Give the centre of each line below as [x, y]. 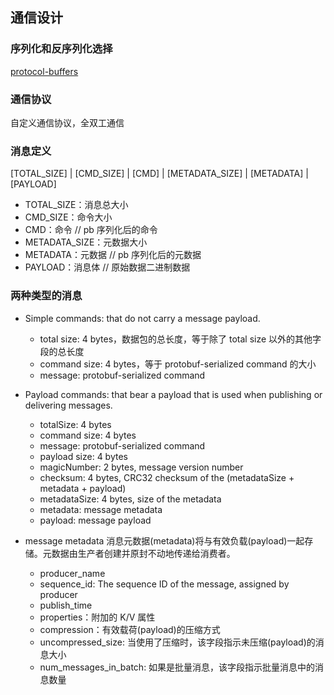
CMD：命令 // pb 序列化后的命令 [91, 230]
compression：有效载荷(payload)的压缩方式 [130, 629]
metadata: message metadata [101, 509]
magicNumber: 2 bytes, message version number [141, 467]
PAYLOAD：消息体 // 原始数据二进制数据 [107, 267]
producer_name [72, 573]
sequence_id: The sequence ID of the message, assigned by [164, 584]
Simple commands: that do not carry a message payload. [142, 318]
